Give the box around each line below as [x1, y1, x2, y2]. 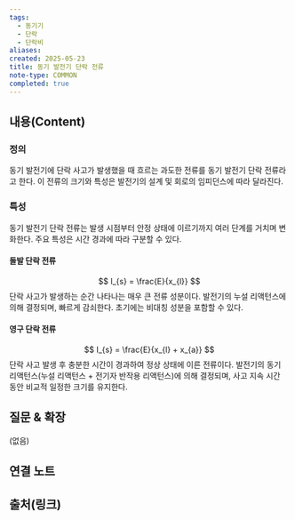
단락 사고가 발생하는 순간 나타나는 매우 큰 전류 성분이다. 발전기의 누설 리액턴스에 [9, 291, 287, 301]
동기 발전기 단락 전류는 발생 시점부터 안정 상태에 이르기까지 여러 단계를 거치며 [9, 222, 277, 233]
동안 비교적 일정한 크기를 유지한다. [9, 381, 128, 392]
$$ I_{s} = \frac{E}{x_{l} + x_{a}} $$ [84, 344, 215, 356]
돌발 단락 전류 [9, 255, 56, 267]
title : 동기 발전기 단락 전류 [9, 63, 105, 72]
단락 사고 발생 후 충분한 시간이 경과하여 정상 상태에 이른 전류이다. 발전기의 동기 [9, 359, 282, 370]
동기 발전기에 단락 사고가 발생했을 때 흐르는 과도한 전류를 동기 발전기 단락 [9, 165, 263, 176]
